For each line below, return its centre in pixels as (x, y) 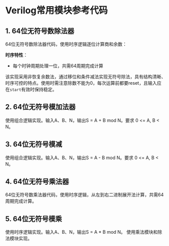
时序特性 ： (17, 55)
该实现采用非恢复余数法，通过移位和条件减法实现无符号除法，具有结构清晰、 (86, 77)
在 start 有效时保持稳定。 (31, 89)
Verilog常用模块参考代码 (57, 10)
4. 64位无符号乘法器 (37, 182)
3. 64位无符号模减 (34, 144)
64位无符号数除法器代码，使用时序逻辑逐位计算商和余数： (66, 44)
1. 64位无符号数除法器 (40, 31)
